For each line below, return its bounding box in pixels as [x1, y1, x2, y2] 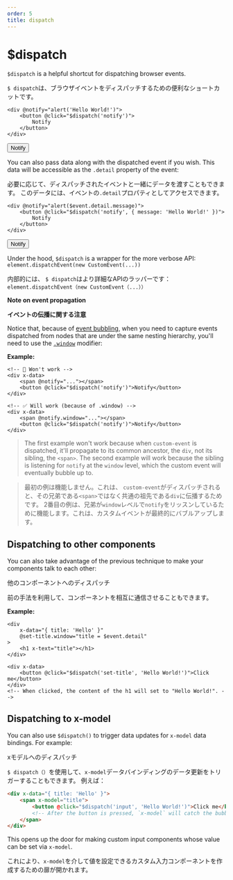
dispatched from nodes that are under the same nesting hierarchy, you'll [7, 332, 214, 340]
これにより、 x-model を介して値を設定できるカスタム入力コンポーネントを [7, 857, 217, 865]
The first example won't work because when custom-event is [24, 439, 198, 447]
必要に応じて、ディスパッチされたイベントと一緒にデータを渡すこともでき [7, 180, 219, 189]
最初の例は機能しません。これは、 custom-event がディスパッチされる [24, 483, 221, 491]
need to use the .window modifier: [7, 339, 103, 348]
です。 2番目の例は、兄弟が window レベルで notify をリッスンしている [24, 500, 218, 509]
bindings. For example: [7, 739, 73, 747]
